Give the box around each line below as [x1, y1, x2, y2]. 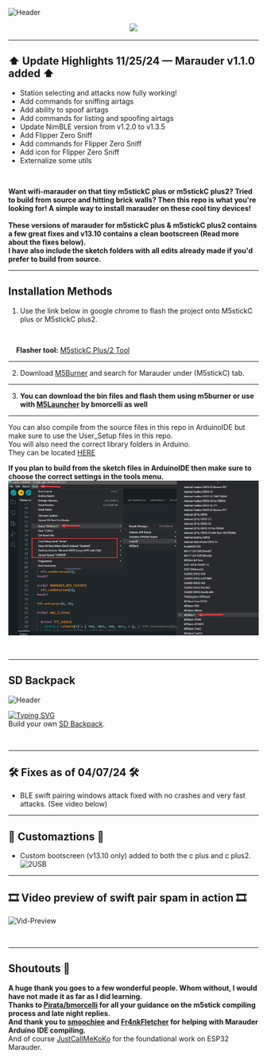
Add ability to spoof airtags [19, 104, 109, 115]
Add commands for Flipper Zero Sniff [19, 139, 142, 148]
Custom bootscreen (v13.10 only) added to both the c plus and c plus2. [19, 851, 252, 861]
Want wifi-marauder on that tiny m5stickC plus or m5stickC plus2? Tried [8, 186, 253, 196]
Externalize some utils [19, 155, 92, 165]
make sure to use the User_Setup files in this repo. [8, 431, 173, 440]
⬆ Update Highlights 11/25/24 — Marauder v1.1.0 [8, 54, 256, 68]
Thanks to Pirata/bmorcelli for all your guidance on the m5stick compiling [8, 1000, 256, 1009]
